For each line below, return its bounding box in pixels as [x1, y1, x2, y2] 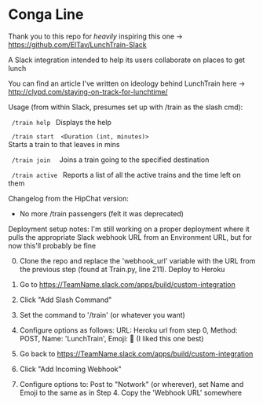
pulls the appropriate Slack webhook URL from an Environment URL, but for [8, 232, 253, 241]
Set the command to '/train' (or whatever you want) [19, 310, 186, 319]
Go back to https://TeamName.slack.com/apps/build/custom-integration [19, 348, 254, 359]
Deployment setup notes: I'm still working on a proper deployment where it [8, 224, 250, 234]
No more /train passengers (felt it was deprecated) [19, 208, 184, 218]
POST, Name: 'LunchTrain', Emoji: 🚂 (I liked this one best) [19, 333, 204, 343]
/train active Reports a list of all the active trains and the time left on [11, 170, 241, 179]
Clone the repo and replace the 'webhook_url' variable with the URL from [19, 256, 256, 265]
